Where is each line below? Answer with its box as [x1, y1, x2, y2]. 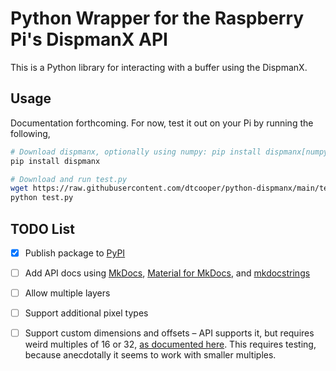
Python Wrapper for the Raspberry [10, 7, 305, 30]
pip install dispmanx [10, 156, 101, 166]
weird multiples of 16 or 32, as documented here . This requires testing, [24, 338, 317, 351]
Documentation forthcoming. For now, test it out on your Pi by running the [10, 117, 314, 129]
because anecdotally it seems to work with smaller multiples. [24, 349, 277, 361]
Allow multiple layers [24, 287, 111, 299]
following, [10, 127, 51, 139]
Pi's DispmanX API [10, 28, 168, 51]
